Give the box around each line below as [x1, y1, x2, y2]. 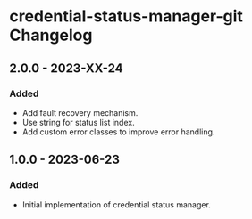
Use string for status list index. [21, 117, 136, 127]
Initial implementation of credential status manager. [21, 199, 212, 210]
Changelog [9, 25, 93, 45]
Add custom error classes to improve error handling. [21, 126, 215, 137]
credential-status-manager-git [9, 6, 244, 27]
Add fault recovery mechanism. [21, 107, 139, 118]
